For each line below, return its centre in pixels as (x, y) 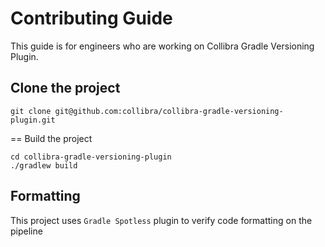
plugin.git (33, 120)
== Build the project (51, 138)
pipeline (26, 231)
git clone (31, 111)
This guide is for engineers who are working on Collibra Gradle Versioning (162, 46)
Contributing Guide (91, 18)
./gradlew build (44, 165)
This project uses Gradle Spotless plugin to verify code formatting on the (161, 220)
